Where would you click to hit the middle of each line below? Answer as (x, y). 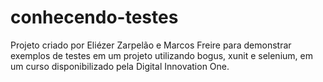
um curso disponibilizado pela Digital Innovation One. (120, 66)
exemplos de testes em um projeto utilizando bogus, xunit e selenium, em (161, 55)
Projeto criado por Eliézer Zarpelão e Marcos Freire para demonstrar (151, 45)
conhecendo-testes (94, 17)
